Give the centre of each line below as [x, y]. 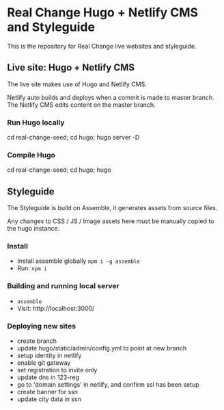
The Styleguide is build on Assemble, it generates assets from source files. [112, 208]
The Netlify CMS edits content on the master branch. [81, 105]
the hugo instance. [33, 229]
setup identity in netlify [49, 356]
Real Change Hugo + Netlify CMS [103, 13]
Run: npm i [32, 268]
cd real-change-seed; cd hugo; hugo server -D [73, 138]
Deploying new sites [42, 326]
